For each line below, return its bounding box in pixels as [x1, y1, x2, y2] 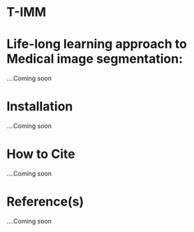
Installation [6, 99, 73, 115]
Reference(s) [6, 194, 84, 210]
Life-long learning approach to [6, 36, 188, 52]
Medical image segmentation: [6, 51, 183, 67]
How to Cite [6, 146, 75, 162]
